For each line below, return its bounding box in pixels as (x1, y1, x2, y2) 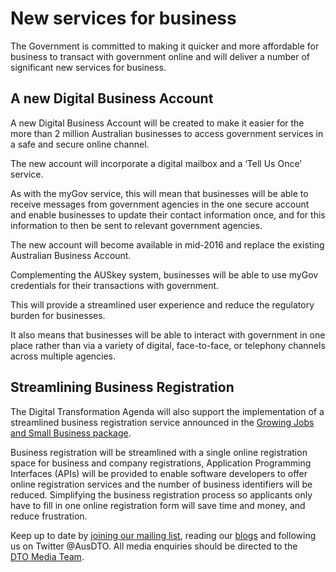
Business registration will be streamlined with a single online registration (10, 446, 308, 458)
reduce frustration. (10, 510, 88, 522)
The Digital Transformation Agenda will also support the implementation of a (10, 405, 325, 417)
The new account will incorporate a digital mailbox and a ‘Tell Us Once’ (10, 157, 302, 169)
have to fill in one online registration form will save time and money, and (10, 499, 306, 511)
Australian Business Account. (10, 249, 132, 261)
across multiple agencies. (10, 350, 117, 362)
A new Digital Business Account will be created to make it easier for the (10, 117, 305, 129)
